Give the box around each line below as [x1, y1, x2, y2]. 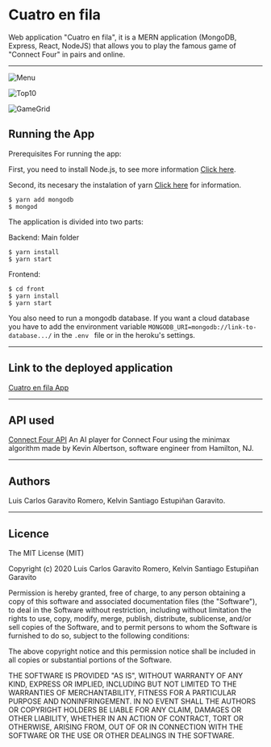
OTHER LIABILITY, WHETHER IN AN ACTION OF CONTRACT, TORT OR [8, 714, 244, 723]
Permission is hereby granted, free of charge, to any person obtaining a [8, 588, 246, 598]
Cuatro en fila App [8, 382, 69, 392]
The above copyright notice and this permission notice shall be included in [8, 647, 256, 656]
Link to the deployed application [8, 361, 173, 375]
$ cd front [8, 285, 45, 293]
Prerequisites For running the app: [8, 148, 122, 158]
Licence [8, 527, 50, 540]
